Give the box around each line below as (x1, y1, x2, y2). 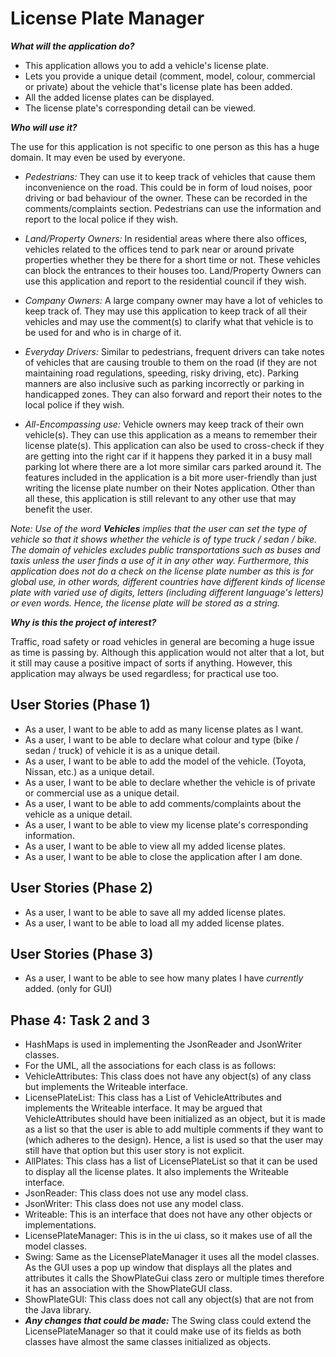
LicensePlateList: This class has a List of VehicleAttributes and (24, 1092, 282, 1104)
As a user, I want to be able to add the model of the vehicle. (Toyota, (24, 755, 307, 767)
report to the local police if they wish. (24, 213, 179, 225)
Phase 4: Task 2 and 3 (10, 1012, 151, 1029)
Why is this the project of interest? (10, 616, 157, 628)
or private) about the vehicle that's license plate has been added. (24, 80, 293, 92)
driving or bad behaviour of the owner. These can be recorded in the (24, 192, 308, 204)
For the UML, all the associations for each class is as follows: (24, 1060, 277, 1072)
